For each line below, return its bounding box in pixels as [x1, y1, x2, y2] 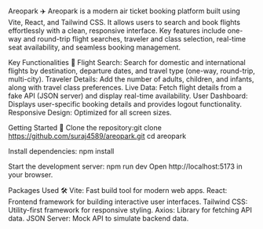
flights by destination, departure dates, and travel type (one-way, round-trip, [8, 66, 255, 75]
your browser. [8, 170, 53, 179]
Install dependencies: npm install [8, 147, 115, 155]
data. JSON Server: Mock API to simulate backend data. [8, 214, 189, 223]
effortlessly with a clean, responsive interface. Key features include [8, 26, 226, 35]
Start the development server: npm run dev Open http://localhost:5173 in [8, 162, 243, 171]
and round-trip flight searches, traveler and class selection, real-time [23, 35, 246, 43]
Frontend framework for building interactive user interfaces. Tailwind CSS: [8, 197, 248, 206]
